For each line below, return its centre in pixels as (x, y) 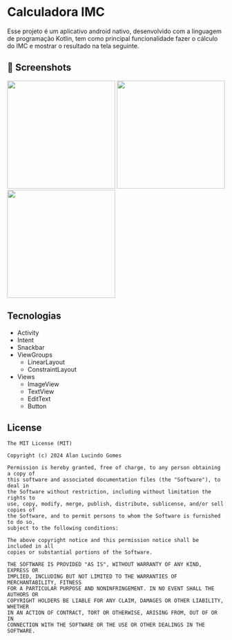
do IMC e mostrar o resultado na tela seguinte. (73, 46)
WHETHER (18, 607)
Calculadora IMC (56, 12)
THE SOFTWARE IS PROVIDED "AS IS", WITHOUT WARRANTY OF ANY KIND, (105, 565)
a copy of (21, 474)
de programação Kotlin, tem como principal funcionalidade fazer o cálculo (113, 38)
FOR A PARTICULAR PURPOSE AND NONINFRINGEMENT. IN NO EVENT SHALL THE (111, 589)
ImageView (43, 384)
